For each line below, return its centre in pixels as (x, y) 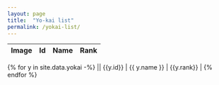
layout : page (26, 14)
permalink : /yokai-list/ (44, 27)
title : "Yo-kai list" (41, 20)
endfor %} (22, 75)
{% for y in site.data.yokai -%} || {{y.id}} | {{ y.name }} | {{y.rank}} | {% (110, 67)
